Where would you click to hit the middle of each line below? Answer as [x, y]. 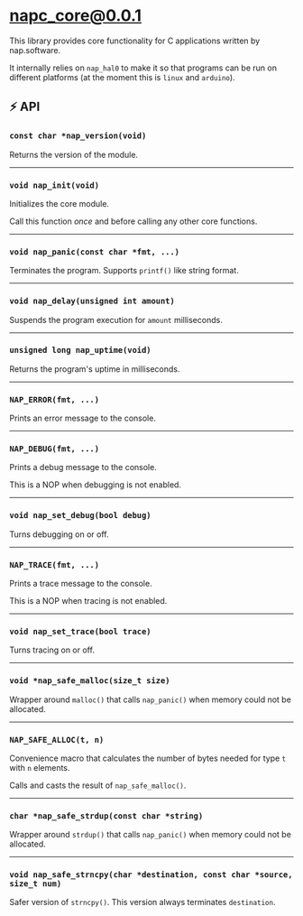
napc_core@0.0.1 [76, 16]
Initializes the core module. [60, 203]
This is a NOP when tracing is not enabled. [88, 601]
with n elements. [40, 767]
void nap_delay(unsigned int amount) [92, 301]
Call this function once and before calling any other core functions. [133, 221]
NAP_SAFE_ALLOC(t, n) [57, 740]
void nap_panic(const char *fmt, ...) [95, 252]
